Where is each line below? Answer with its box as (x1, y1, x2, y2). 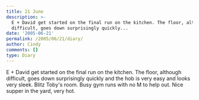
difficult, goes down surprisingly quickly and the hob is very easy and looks (6, 75, 191, 82)
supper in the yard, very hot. (6, 87, 76, 94)
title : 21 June (6, 8, 44, 15)
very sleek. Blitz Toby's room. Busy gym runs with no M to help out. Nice (6, 81, 184, 88)
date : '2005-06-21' (6, 31, 54, 36)
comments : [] (6, 47, 38, 53)
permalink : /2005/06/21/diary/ (6, 36, 84, 42)
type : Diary (6, 52, 36, 58)
